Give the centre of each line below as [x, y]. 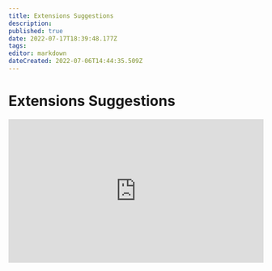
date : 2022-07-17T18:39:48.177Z [63, 38]
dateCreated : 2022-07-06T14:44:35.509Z [76, 61]
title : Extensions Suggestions [61, 16]
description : [30, 23]
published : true [36, 31]
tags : [17, 46]
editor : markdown [38, 53]
